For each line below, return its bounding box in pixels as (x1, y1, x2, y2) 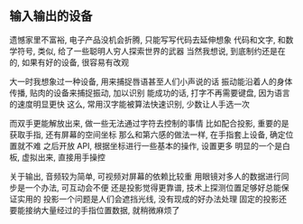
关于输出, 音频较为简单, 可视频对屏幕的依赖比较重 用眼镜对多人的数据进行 (9, 171, 281, 182)
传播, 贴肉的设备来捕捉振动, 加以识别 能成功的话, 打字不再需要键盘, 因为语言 (9, 87, 290, 98)
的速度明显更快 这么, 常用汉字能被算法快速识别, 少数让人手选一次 (9, 98, 250, 109)
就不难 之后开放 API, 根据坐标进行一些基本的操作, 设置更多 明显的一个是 (16, 140, 283, 151)
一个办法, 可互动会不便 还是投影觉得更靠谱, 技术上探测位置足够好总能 (24, 182, 281, 192)
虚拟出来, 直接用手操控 (21, 152, 106, 163)
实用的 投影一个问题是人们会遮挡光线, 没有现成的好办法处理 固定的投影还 (16, 193, 287, 204)
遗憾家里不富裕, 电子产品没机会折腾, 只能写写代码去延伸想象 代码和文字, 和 (9, 34, 286, 45)
